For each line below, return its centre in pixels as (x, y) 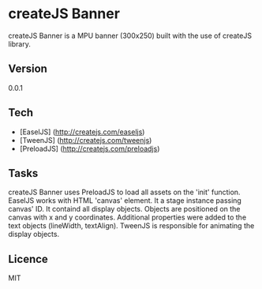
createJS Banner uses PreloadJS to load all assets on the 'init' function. (124, 192)
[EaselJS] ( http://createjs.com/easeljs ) (82, 132)
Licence (28, 259)
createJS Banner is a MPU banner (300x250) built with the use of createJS (130, 36)
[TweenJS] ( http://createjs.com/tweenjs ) (86, 140)
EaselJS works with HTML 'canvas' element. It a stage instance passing (125, 201)
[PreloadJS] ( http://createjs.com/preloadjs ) (90, 148)
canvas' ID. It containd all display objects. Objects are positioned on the (124, 209)
